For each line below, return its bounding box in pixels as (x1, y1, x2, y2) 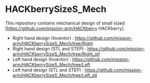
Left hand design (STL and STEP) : (12, 66, 84, 73)
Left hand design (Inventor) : (12, 56, 71, 62)
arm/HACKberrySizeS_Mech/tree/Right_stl (12, 51, 100, 57)
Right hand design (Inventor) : (12, 35, 74, 41)
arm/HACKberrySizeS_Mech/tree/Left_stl (12, 72, 97, 78)
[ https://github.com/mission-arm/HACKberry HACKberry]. (5, 25, 125, 31)
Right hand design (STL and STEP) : (12, 45, 86, 51)
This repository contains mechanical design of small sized (5, 20, 125, 26)
